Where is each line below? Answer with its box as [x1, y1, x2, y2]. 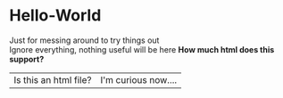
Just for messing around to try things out [9, 35, 160, 45]
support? [9, 53, 45, 64]
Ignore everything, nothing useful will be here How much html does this [9, 44, 275, 54]
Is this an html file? [13, 73, 92, 86]
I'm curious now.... [100, 73, 178, 86]
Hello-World [9, 5, 102, 26]
